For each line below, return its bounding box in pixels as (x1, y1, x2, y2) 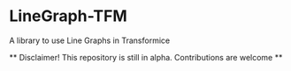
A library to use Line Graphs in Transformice (9, 35, 171, 46)
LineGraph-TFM (9, 6, 128, 26)
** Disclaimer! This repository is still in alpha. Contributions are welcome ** (9, 52, 283, 62)
